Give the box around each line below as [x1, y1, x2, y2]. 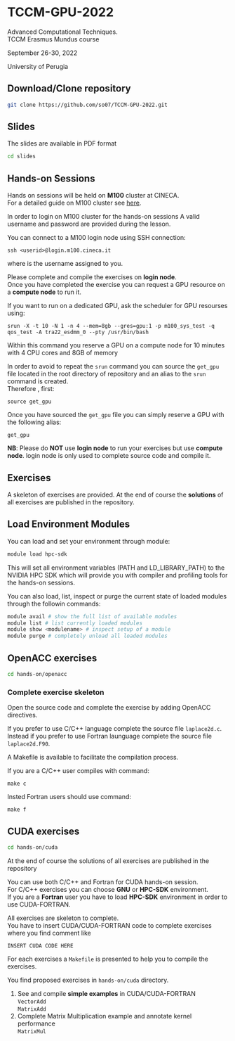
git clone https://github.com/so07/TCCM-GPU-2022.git [7, 101, 168, 108]
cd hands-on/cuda [7, 843, 58, 851]
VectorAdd [17, 998, 47, 1005]
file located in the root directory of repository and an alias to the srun [7, 370, 206, 378]
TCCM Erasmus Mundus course [7, 34, 100, 43]
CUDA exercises [7, 825, 80, 837]
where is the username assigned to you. [7, 260, 123, 268]
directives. [7, 711, 38, 720]
